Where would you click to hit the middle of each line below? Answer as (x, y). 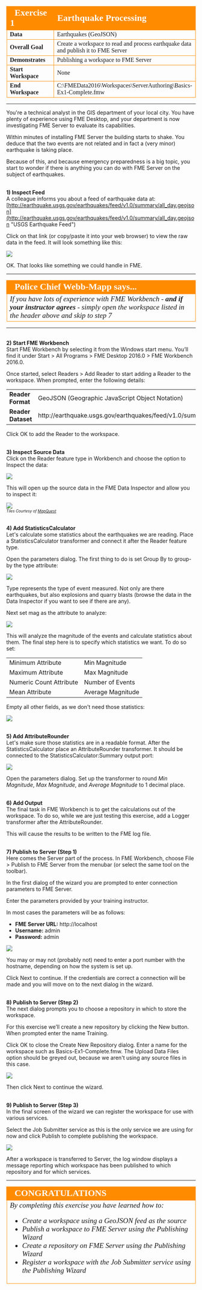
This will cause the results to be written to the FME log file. (79, 834)
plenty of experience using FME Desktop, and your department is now (93, 119)
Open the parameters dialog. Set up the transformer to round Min (87, 778)
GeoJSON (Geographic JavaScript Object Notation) (111, 398)
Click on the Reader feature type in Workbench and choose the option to (96, 458)
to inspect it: (22, 494)
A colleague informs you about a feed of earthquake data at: (81, 199)
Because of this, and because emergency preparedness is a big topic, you (98, 161)
